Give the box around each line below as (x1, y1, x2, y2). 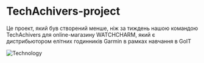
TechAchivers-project (6, 4, 121, 18)
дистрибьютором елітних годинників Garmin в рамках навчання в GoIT (6, 37, 192, 45)
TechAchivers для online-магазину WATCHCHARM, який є (6, 31, 155, 38)
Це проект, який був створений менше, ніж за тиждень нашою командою (6, 24, 199, 32)
